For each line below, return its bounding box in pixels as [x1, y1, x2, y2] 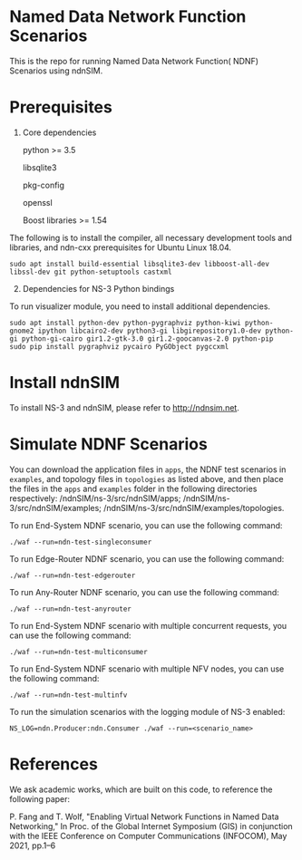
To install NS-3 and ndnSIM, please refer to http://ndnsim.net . [9, 401, 240, 413]
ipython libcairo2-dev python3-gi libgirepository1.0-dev [37, 326, 261, 335]
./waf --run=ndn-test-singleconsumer [9, 537, 152, 546]
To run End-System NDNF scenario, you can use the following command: [9, 519, 283, 531]
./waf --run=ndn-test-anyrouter [9, 604, 132, 614]
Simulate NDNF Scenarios [9, 434, 209, 454]
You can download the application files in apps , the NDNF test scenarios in [9, 464, 287, 475]
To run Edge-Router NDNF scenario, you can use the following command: [9, 553, 285, 564]
